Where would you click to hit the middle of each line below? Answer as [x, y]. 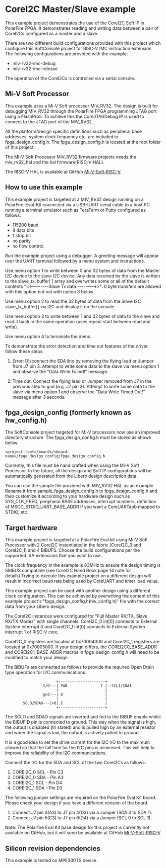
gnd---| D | [75, 694]
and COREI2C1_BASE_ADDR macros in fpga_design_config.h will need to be [82, 652]
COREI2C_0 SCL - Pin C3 [38, 772]
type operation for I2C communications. [46, 673]
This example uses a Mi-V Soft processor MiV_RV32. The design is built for [82, 106]
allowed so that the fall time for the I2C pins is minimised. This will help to [80, 748]
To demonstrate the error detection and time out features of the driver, [77, 346]
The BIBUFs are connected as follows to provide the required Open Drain [80, 667]
